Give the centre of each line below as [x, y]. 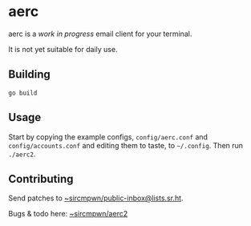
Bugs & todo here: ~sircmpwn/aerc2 [68, 214]
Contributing [41, 179]
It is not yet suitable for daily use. [63, 49]
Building [29, 75]
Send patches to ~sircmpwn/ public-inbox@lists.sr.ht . [96, 198]
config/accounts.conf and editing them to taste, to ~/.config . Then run [125, 145]
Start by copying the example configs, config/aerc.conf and [108, 137]
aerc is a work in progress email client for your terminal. [100, 34]
